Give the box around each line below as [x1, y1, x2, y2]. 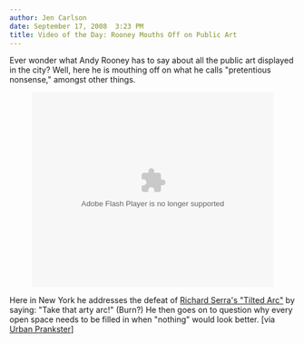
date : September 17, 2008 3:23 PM [9, 22, 144, 31]
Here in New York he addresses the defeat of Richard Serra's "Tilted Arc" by [9, 295, 295, 306]
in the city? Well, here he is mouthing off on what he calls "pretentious [9, 64, 271, 75]
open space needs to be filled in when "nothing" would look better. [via [9, 314, 275, 325]
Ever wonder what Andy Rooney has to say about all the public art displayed [9, 55, 294, 66]
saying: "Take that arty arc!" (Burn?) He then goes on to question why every [9, 305, 293, 316]
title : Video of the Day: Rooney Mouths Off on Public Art [9, 30, 238, 39]
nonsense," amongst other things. [9, 74, 136, 85]
